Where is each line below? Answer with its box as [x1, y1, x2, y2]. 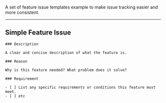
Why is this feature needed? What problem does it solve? [5, 67, 127, 72]
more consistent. [5, 9, 40, 15]
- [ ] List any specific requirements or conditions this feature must [5, 85, 156, 90]
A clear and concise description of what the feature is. [5, 50, 127, 55]
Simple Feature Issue [5, 28, 71, 37]
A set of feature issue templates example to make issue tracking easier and [5, 4, 158, 10]
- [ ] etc [5, 94, 26, 99]
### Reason [5, 59, 28, 64]
